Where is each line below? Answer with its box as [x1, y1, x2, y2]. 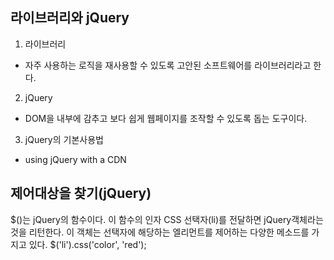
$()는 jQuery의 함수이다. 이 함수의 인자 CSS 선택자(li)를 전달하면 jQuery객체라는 [10, 213, 324, 225]
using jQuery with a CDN [24, 153, 127, 165]
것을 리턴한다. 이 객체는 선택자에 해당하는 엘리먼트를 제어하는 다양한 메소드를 [10, 226, 310, 238]
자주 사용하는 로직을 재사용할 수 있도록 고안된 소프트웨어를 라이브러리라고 [24, 59, 312, 71]
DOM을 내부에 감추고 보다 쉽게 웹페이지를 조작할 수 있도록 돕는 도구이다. [24, 112, 308, 124]
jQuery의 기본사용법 [24, 133, 104, 145]
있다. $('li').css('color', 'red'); [28, 238, 147, 250]
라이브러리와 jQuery [10, 9, 130, 27]
